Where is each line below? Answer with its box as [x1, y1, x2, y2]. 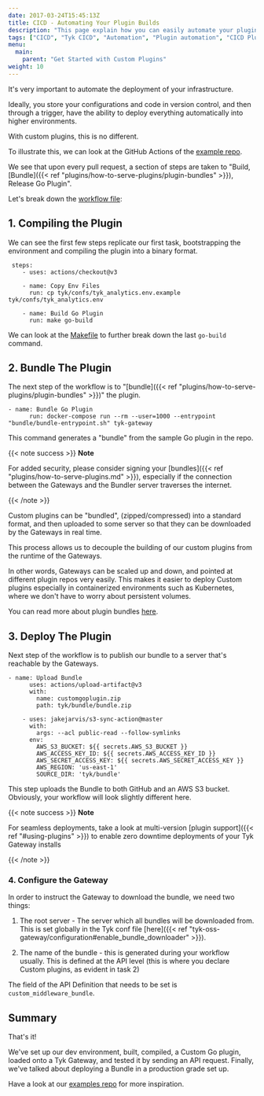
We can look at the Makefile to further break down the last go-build [8, 330, 226, 339]
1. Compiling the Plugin [8, 217, 123, 231]
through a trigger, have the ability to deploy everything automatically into [8, 108, 244, 117]
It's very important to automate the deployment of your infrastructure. [8, 84, 234, 94]
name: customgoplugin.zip [36, 695, 122, 703]
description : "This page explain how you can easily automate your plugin [8, 26, 258, 34]
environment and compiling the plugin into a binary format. [8, 245, 198, 256]
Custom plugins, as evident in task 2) [19, 965, 140, 974]
